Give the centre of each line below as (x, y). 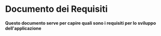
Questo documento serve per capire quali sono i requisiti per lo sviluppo (81, 23)
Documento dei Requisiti (56, 9)
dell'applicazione (23, 28)
